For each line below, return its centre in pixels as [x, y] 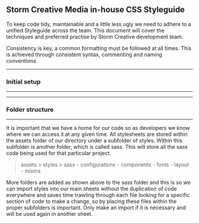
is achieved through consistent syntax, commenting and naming [84, 54]
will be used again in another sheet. [49, 214]
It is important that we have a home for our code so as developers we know [98, 128]
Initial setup [23, 81]
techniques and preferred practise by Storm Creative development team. [95, 36]
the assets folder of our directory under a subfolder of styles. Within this [94, 141]
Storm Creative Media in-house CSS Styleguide [96, 10]
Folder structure [30, 110]
